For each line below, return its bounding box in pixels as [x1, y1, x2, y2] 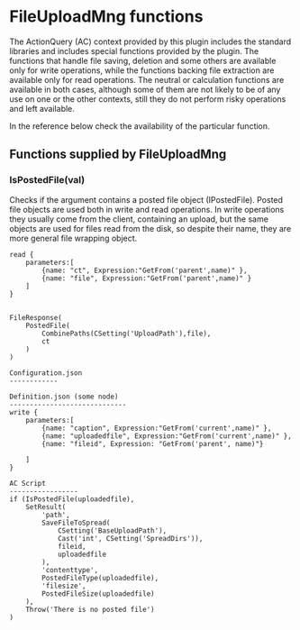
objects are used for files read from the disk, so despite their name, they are [9, 223, 292, 233]
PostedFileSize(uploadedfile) [41, 589, 155, 598]
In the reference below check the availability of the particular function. [9, 120, 270, 132]
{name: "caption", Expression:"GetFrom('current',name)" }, [41, 424, 272, 433]
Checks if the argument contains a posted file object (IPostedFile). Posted [9, 194, 284, 205]
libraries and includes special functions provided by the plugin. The [9, 45, 259, 56]
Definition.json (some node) [9, 392, 119, 401]
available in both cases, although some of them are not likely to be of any [9, 84, 281, 95]
